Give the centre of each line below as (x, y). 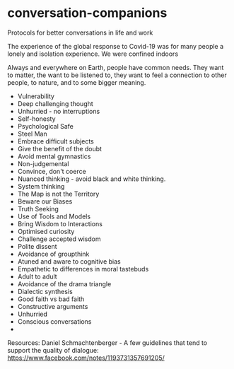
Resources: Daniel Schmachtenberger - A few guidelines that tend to (107, 342)
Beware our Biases (45, 201)
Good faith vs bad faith (51, 299)
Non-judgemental (43, 163)
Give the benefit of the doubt (60, 148)
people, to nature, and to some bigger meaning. (77, 82)
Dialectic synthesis (45, 291)
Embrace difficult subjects (55, 141)
